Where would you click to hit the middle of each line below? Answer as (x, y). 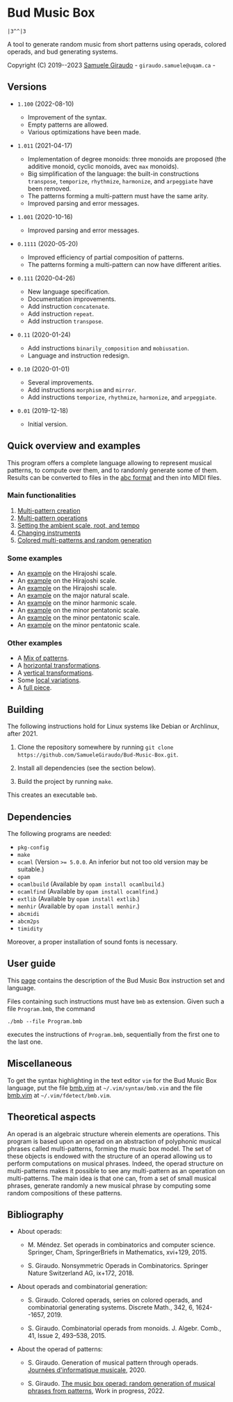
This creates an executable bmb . (52, 795)
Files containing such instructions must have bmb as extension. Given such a (116, 1001)
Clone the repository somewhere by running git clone (95, 747)
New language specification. (69, 291)
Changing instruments (49, 533)
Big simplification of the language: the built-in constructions (113, 174)
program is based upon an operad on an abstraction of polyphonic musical (114, 1141)
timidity (30, 929)
